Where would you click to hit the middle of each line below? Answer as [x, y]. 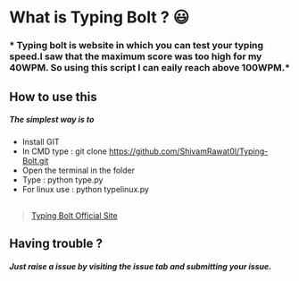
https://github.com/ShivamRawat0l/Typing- [188, 151]
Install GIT [41, 142]
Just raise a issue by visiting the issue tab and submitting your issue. [141, 266]
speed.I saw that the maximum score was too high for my [136, 56]
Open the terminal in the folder [79, 170]
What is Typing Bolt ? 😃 [100, 17]
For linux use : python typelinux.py [86, 190]
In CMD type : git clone [64, 151]
